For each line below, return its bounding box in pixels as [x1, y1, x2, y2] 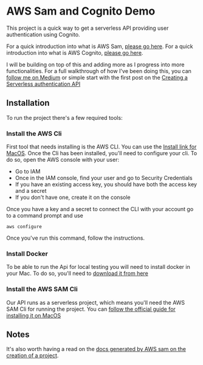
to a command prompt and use [6, 212, 83, 220]
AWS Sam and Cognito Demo [6, 4, 156, 18]
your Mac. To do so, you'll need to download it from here [6, 269, 149, 277]
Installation [6, 98, 50, 108]
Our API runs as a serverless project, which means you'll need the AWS [6, 299, 185, 306]
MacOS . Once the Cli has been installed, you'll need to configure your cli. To [6, 150, 198, 157]
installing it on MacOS [6, 311, 61, 319]
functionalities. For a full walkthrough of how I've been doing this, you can [6, 67, 191, 74]
